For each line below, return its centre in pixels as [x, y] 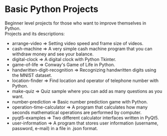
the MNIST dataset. [32, 75]
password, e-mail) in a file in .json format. [55, 128]
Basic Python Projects [52, 9]
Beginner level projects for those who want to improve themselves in [75, 23]
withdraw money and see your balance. [53, 54]
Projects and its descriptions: [35, 33]
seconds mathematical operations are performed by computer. [77, 112]
